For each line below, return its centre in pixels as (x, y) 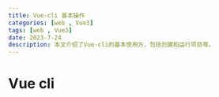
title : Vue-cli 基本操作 (47, 15)
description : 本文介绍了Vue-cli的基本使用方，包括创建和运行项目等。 (111, 45)
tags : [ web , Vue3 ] (40, 30)
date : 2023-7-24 (35, 37)
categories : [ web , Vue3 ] (51, 23)
